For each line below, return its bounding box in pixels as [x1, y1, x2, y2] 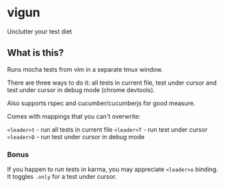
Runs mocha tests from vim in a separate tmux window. [7, 65, 163, 73]
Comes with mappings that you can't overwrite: [7, 112, 141, 120]
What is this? [7, 47, 64, 59]
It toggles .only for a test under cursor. [7, 173, 118, 181]
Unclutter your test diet [7, 27, 72, 35]
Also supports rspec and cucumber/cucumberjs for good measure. [7, 99, 196, 107]
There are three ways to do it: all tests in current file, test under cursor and [7, 78, 217, 87]
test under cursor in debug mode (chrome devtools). [7, 85, 155, 93]
